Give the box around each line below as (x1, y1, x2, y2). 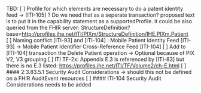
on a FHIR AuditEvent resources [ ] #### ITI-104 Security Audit (6, 75, 162, 82)
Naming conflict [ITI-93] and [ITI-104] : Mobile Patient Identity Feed (13, 37, 179, 44)
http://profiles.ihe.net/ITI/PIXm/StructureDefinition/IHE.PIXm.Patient (22, 30, 188, 38)
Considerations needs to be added (6, 81, 92, 88)
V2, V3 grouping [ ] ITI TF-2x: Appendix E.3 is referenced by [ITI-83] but (6, 56, 184, 63)
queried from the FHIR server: (6, 24, 80, 31)
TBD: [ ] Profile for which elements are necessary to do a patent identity (6, 5, 184, 12)
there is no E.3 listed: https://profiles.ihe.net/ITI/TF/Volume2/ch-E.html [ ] (6, 62, 187, 69)
